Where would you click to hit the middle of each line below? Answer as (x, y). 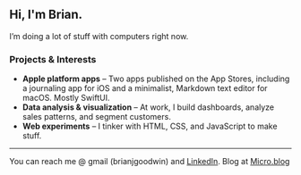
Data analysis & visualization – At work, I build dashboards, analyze (148, 107)
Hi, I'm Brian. (46, 15)
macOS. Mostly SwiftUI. (66, 98)
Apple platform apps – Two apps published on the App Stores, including (156, 79)
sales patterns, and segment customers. (97, 117)
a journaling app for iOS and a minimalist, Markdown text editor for (145, 88)
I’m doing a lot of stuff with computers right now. (99, 36)
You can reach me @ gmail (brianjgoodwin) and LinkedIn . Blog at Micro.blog (150, 162)
